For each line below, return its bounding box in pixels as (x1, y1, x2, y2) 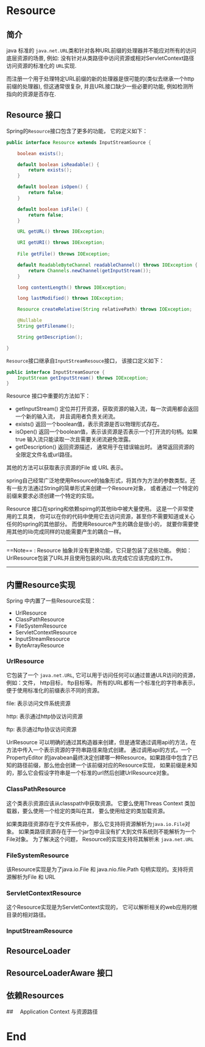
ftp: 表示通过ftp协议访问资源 (6, 726, 77, 733)
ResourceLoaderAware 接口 (6, 968, 113, 979)
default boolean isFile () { (17, 206, 88, 212)
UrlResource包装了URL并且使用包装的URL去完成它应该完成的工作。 (6, 554, 176, 562)
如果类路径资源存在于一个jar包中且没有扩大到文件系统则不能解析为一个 (18, 828, 196, 835)
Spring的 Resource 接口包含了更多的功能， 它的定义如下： (6, 127, 148, 134)
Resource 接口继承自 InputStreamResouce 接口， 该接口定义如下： (6, 357, 165, 364)
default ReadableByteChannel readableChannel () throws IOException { (17, 262, 198, 268)
